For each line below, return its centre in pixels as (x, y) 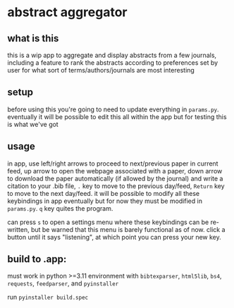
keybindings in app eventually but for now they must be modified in (105, 201)
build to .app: (37, 259)
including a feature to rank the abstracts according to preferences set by (113, 63)
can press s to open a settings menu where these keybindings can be (108, 222)
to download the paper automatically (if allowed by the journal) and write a (115, 178)
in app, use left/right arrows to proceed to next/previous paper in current (113, 164)
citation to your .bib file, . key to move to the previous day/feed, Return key (116, 186)
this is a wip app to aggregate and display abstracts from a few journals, (112, 55)
